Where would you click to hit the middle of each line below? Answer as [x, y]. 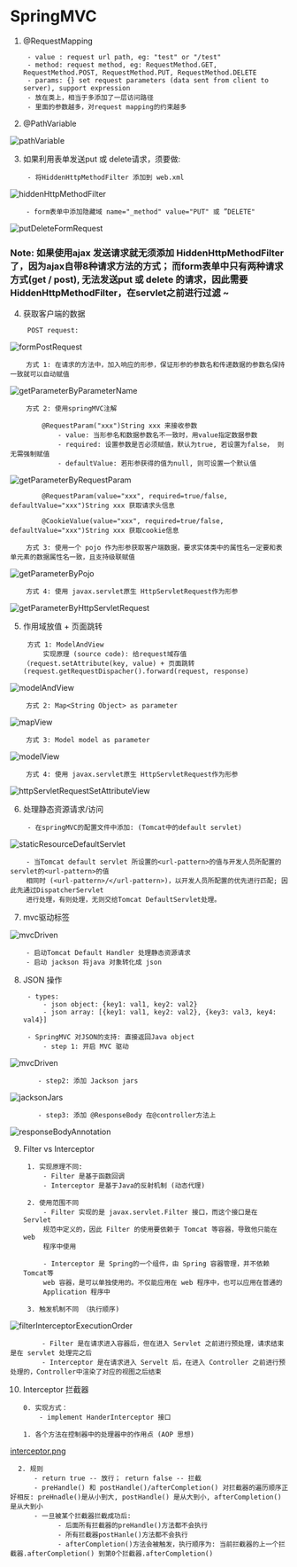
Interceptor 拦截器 [56, 1390]
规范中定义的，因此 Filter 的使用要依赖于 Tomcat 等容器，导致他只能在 [160, 1230]
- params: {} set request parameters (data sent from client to [148, 80]
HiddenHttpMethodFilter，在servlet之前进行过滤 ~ [119, 293]
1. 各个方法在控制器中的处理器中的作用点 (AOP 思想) [109, 1435]
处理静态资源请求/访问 [63, 810]
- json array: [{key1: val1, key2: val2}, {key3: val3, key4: [160, 1013]
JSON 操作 [42, 980]
